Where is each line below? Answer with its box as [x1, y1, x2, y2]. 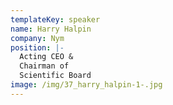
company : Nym [10, 33, 65, 43]
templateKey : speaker [10, 14, 101, 25]
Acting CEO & [19, 52, 74, 62]
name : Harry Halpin [10, 24, 92, 34]
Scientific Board [19, 71, 92, 81]
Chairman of [19, 61, 70, 71]
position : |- [10, 42, 65, 53]
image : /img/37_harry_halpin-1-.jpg [10, 80, 163, 90]
